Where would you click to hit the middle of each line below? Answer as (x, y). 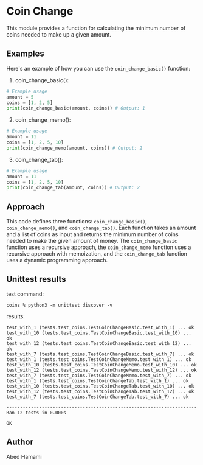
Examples (25, 54)
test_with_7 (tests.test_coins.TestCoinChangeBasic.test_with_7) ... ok (100, 354)
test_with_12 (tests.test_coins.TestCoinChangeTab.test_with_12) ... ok (100, 391)
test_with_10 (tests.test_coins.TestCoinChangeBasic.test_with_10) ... (99, 333)
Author (20, 442)
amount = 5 (20, 97)
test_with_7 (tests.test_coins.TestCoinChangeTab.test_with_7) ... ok (98, 397)
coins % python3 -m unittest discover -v (60, 305)
